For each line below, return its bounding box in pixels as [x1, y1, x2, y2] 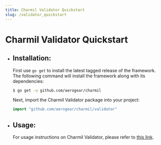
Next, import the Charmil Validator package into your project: [12, 97, 140, 103]
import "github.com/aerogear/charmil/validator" [12, 107, 117, 112]
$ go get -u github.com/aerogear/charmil [12, 88, 102, 93]
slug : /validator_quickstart [5, 12, 67, 17]
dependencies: [12, 78, 44, 84]
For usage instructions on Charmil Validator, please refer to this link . [12, 134, 154, 140]
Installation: [12, 54, 52, 63]
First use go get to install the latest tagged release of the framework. [12, 67, 156, 73]
